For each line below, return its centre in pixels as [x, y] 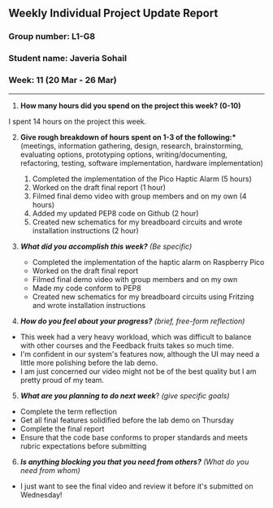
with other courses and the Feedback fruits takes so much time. [127, 345]
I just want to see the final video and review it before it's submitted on [136, 486]
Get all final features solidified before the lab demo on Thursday [127, 420]
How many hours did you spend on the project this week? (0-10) [130, 106]
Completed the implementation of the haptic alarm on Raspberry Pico [148, 262]
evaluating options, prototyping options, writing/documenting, [123, 154]
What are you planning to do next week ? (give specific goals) [125, 395]
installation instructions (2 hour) [86, 230]
